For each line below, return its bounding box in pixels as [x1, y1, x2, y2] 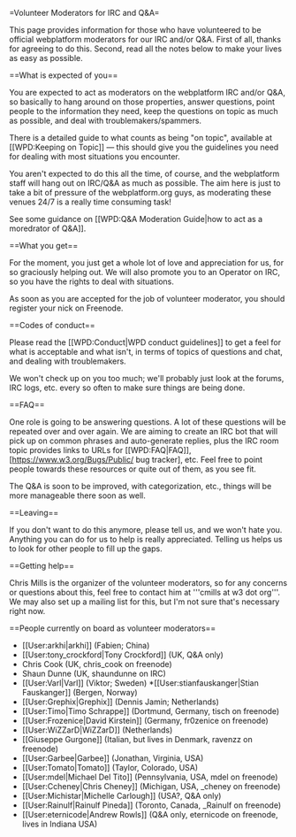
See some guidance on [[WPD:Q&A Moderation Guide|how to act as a [9, 214, 263, 224]
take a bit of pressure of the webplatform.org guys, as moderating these [9, 188, 272, 197]
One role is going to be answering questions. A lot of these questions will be [9, 417, 286, 427]
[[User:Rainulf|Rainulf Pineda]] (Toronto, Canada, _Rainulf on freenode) [21, 800, 282, 810]
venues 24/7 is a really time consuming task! [9, 196, 172, 207]
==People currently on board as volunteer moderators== [9, 623, 216, 634]
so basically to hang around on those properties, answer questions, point [9, 96, 276, 107]
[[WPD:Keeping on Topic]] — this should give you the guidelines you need [9, 142, 279, 152]
